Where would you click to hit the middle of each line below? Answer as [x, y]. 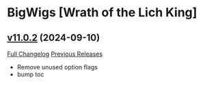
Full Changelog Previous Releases [55, 54]
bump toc [30, 74]
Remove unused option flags [57, 67]
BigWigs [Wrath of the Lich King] [102, 13]
